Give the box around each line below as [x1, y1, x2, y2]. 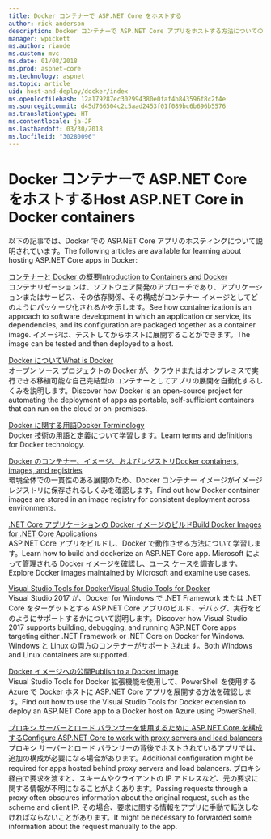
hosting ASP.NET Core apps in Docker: [8, 255, 138, 264]
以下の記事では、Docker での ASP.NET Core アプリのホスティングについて [8, 236, 256, 246]
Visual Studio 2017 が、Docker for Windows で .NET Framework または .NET [8, 593, 262, 602]
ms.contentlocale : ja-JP [8, 118, 92, 126]
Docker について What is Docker [8, 355, 114, 365]
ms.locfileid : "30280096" [8, 132, 95, 140]
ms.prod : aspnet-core [8, 65, 82, 73]
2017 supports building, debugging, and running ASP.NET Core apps [8, 622, 237, 632]
